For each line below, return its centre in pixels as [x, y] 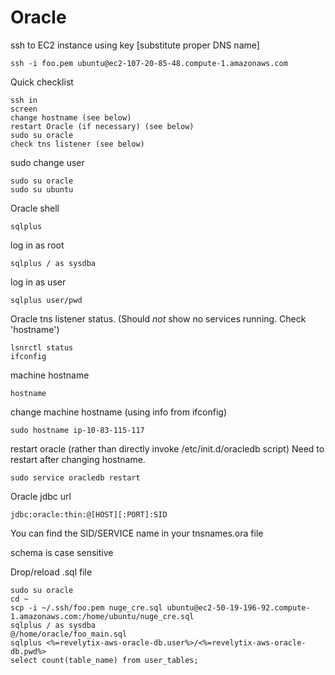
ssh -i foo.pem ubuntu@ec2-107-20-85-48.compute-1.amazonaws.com [149, 63]
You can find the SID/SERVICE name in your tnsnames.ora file [137, 533]
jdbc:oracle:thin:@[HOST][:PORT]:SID [89, 514]
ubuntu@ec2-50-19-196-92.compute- [238, 607]
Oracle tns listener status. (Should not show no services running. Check [158, 318]
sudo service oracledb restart [75, 477]
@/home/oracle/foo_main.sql [69, 634]
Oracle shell [35, 208]
